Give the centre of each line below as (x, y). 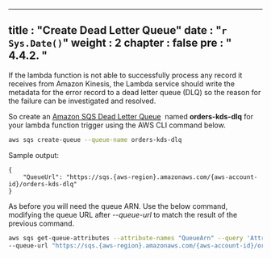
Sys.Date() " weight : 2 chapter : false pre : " (120, 43)
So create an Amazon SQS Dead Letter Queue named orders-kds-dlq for (131, 116)
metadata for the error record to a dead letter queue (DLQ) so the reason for (135, 92)
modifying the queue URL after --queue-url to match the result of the (123, 214)
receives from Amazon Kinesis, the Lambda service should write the (122, 83)
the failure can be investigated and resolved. (82, 101)
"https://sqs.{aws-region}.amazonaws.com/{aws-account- (162, 177)
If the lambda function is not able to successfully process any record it (125, 75)
